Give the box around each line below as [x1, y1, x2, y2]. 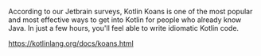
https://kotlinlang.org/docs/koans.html [8, 39, 134, 48]
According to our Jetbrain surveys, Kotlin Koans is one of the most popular [8, 7, 253, 16]
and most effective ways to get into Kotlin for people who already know [8, 15, 242, 24]
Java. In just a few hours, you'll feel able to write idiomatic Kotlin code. [8, 24, 240, 32]
